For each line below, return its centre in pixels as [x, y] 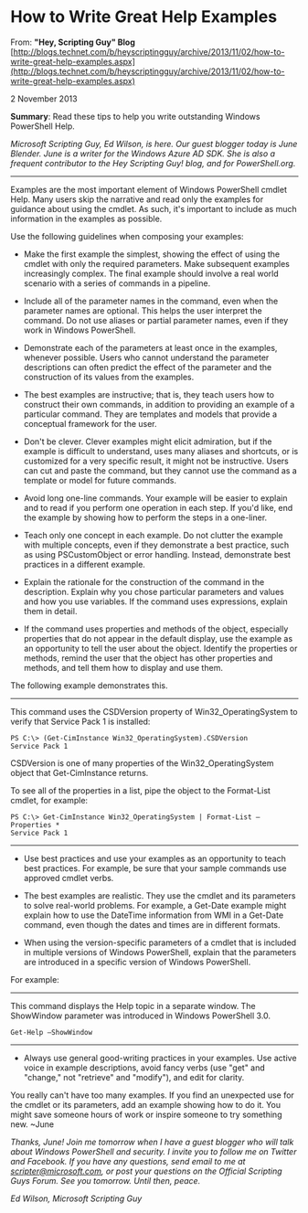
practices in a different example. [84, 564]
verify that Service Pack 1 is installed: [80, 721]
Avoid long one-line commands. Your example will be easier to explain [155, 498]
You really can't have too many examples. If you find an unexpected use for [153, 1095]
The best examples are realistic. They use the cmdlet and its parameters [159, 895]
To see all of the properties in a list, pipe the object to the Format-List [140, 790]
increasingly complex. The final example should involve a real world [151, 273]
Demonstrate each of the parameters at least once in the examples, [150, 347]
